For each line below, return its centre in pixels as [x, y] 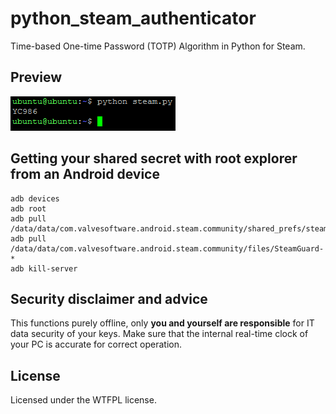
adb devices [35, 198]
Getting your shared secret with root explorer [154, 158]
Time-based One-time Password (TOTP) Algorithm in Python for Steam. [158, 46]
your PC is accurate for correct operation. [96, 344]
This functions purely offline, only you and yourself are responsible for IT [162, 323]
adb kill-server [44, 268]
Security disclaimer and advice [109, 298]
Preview [36, 77]
